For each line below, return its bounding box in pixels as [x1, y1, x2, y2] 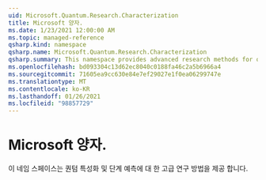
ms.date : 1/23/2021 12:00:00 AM [8, 26, 115, 34]
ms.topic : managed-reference [8, 33, 104, 42]
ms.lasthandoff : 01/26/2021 [8, 92, 101, 100]
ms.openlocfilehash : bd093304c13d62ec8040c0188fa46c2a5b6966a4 [8, 63, 222, 71]
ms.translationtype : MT [8, 77, 87, 85]
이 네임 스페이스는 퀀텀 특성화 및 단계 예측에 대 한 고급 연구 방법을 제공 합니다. [8, 163, 249, 174]
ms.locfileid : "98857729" [8, 99, 93, 107]
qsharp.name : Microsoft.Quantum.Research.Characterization [8, 48, 207, 56]
